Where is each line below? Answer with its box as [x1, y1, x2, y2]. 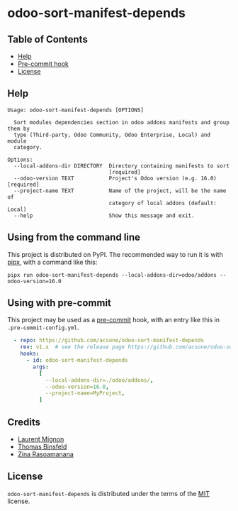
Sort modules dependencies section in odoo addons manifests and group [13, 119, 230, 126]
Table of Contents [7, 33, 89, 45]
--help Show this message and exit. [13, 211, 195, 219]
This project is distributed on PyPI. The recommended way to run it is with [7, 250, 223, 258]
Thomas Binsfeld [17, 442, 67, 451]
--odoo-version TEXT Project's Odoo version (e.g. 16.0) [13, 175, 217, 182]
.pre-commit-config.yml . [7, 323, 79, 331]
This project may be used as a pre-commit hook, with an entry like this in [7, 316, 220, 324]
